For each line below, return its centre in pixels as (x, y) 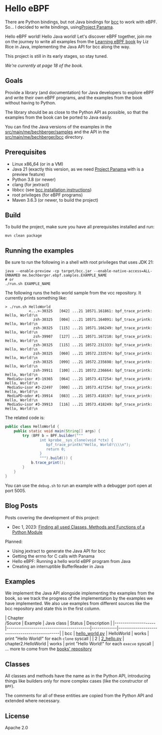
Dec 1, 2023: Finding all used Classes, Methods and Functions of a (78, 527)
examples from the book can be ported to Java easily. (59, 117)
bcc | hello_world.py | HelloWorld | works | (107, 634)
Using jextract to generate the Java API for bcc (59, 551)
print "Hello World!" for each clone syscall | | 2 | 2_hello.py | (65, 639)
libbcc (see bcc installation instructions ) (52, 190)
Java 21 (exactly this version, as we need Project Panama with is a (78, 169)
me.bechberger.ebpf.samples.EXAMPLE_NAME (65, 275)
